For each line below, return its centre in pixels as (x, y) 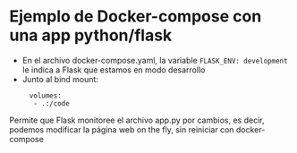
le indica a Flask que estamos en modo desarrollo (114, 70)
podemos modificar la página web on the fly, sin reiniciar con (122, 129)
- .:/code (51, 103)
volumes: (46, 96)
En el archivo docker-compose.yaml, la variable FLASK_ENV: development (155, 60)
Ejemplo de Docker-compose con (136, 17)
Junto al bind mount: (60, 79)
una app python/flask (91, 35)
